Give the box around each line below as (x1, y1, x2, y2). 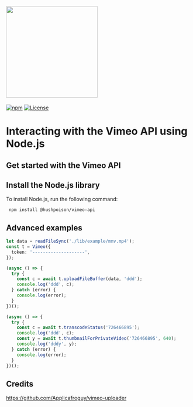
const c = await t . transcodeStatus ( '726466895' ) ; (16, 325, 140, 330)
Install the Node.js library (6, 180, 101, 190)
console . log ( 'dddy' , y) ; (16, 341, 77, 347)
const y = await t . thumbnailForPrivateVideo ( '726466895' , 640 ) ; (16, 336, 177, 342)
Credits (6, 379, 34, 389)
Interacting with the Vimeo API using (6, 125, 188, 138)
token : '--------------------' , (11, 249, 91, 255)
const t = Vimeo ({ (6, 244, 51, 250)
